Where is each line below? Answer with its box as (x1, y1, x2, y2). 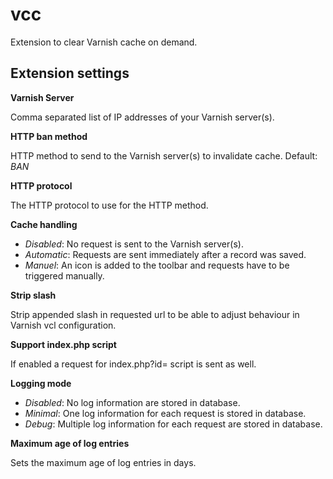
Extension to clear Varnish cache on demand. (10, 36, 198, 48)
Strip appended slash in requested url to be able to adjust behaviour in (10, 308, 300, 320)
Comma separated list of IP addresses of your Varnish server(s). (10, 111, 275, 123)
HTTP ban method (10, 130, 88, 142)
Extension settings (10, 65, 130, 82)
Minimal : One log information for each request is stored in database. (24, 407, 307, 419)
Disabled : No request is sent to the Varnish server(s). (24, 238, 244, 250)
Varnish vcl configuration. (10, 319, 117, 331)
